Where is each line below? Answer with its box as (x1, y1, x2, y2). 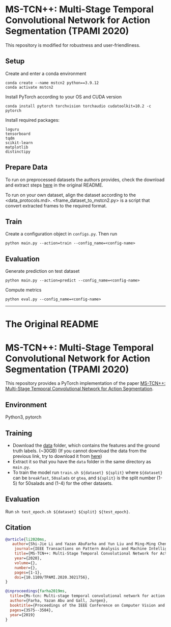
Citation (5, 524, 32, 532)
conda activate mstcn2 (5, 85, 53, 90)
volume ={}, (14, 560, 38, 565)
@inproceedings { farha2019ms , (5, 589, 67, 594)
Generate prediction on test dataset (5, 268, 80, 274)
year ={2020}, (14, 556, 42, 561)
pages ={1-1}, (14, 570, 42, 575)
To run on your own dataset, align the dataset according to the (5, 192, 136, 198)
